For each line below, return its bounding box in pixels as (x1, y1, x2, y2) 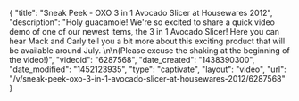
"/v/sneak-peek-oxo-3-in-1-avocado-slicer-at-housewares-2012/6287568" (9, 74, 286, 83)
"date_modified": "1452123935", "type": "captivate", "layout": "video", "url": (9, 64, 287, 74)
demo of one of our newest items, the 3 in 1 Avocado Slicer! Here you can (9, 27, 279, 36)
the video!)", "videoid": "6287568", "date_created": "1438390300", (9, 55, 255, 65)
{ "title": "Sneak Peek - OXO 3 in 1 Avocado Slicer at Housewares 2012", (9, 8, 273, 18)
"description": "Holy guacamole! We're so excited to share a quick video (9, 17, 275, 27)
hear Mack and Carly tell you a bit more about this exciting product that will (9, 35, 286, 46)
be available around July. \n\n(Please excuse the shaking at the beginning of (9, 45, 290, 56)
